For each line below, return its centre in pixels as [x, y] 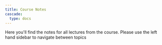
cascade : [14, 14]
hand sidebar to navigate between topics [46, 37]
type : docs [20, 18]
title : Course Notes [26, 9]
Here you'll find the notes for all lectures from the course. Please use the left [81, 32]
